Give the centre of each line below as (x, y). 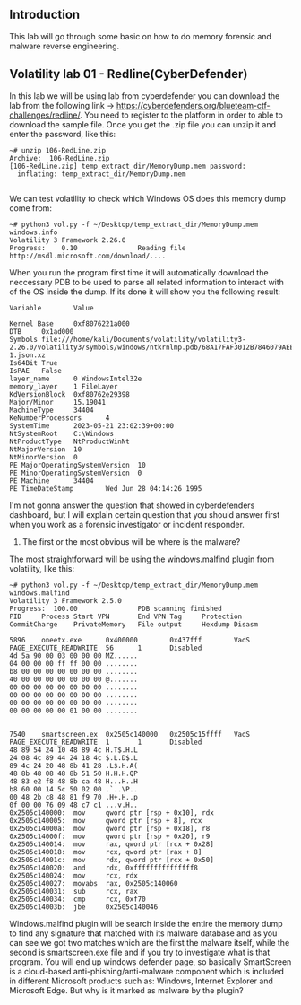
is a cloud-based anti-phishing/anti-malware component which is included (147, 971)
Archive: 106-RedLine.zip (60, 158)
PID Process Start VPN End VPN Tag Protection (126, 616)
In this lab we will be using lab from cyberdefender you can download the (145, 96)
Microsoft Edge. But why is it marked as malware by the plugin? (126, 990)
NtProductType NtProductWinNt (69, 441)
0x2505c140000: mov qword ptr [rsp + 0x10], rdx (112, 813)
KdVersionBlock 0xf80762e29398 (69, 394)
